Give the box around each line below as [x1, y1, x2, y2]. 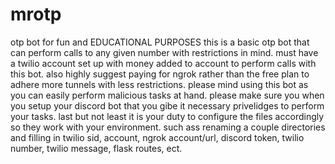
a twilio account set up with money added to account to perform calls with [10, 57, 317, 69]
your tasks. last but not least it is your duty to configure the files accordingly [10, 110, 325, 122]
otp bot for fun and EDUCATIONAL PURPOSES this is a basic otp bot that [10, 36, 310, 48]
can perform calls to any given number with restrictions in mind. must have [10, 46, 319, 58]
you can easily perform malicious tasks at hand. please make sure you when [10, 89, 325, 101]
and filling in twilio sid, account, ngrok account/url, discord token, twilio [10, 131, 305, 143]
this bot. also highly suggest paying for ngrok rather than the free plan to [10, 68, 310, 80]
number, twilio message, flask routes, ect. [10, 142, 183, 154]
